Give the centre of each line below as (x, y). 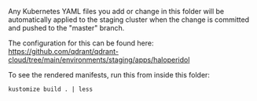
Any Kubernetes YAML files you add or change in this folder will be (116, 11)
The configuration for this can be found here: (81, 43)
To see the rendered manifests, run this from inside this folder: (109, 75)
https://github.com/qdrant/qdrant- (64, 51)
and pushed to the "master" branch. (66, 28)
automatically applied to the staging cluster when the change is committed (129, 20)
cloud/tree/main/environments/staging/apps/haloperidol (99, 60)
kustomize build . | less (50, 89)
